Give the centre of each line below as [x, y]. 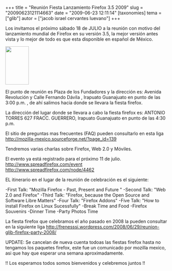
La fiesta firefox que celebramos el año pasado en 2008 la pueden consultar [86, 221]
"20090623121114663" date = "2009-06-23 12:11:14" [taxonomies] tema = [83, 13]
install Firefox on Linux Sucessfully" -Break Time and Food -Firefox [76, 206]
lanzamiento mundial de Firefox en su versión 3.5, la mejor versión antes [82, 34]
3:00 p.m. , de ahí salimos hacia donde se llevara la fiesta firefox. [74, 103]
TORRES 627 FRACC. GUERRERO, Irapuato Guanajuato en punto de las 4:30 [85, 118]
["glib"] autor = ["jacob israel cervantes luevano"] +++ [63, 18]
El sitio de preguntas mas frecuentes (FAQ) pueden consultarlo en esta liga [84, 133]
